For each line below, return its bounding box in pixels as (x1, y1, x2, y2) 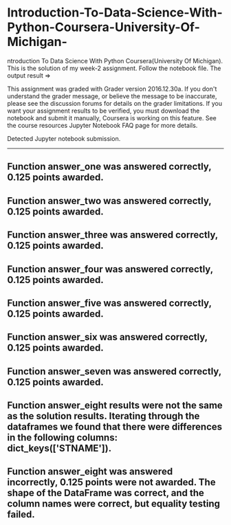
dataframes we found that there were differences (7, 421, 223, 433)
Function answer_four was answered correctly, (7, 263, 213, 275)
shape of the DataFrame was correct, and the (7, 487, 205, 499)
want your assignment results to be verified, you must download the (7, 107, 200, 115)
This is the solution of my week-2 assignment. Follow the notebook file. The (7, 64, 221, 72)
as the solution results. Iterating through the (7, 410, 200, 422)
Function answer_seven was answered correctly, (7, 366, 222, 377)
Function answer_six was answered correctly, (7, 331, 208, 343)
